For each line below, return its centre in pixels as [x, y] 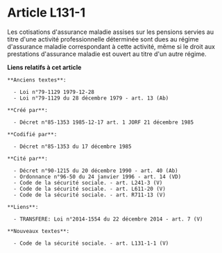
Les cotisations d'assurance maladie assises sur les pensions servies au [110, 32]
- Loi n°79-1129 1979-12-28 [54, 92]
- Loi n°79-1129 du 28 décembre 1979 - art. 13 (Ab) [91, 98]
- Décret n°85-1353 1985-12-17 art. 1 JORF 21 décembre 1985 [104, 122]
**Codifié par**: [32, 134]
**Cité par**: [28, 158]
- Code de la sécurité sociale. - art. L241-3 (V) [88, 182]
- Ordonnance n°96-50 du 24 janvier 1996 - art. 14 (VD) [97, 177]
